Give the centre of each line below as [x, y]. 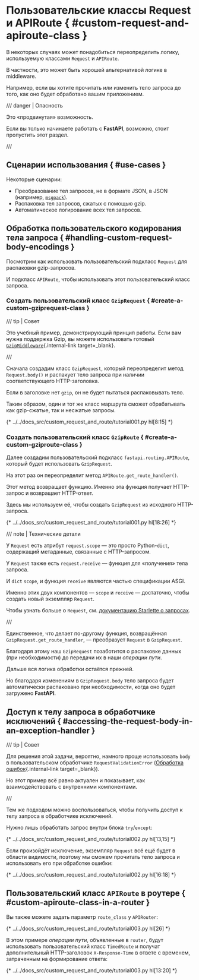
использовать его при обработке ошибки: [59, 863]
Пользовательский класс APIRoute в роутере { [96, 894]
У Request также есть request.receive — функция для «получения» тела [97, 563]
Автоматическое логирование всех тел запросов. [78, 210]
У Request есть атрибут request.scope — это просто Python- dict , [88, 546]
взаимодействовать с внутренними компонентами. [72, 786]
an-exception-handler [48, 730]
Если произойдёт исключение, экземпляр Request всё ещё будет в [91, 851]
